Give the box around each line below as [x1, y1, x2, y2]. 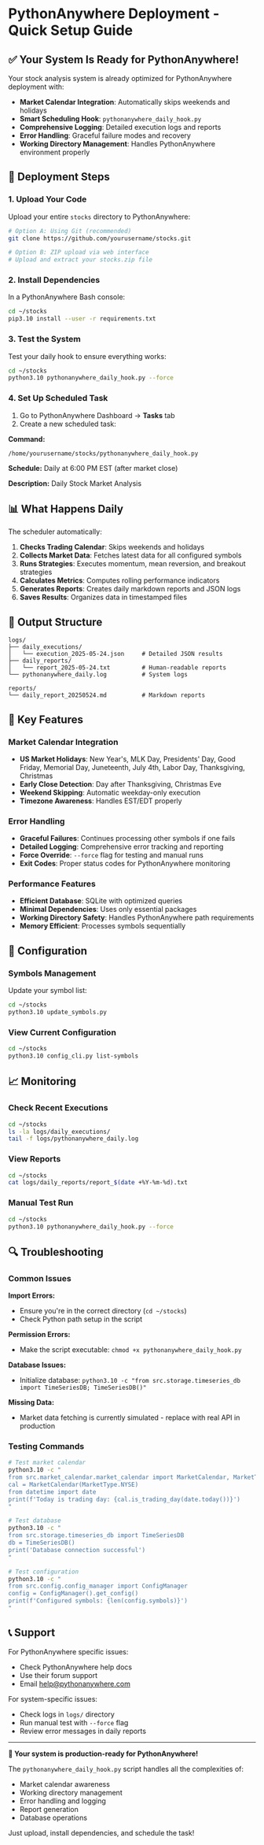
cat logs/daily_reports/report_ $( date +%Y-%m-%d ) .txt [8, 1179, 189, 1187]
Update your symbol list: [8, 986, 88, 995]
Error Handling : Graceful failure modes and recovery [19, 131, 191, 140]
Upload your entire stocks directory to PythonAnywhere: [8, 212, 191, 221]
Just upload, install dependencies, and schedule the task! [8, 1828, 195, 1837]
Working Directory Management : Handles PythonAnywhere [19, 139, 216, 148]
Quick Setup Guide [8, 21, 134, 39]
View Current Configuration [8, 1027, 116, 1038]
